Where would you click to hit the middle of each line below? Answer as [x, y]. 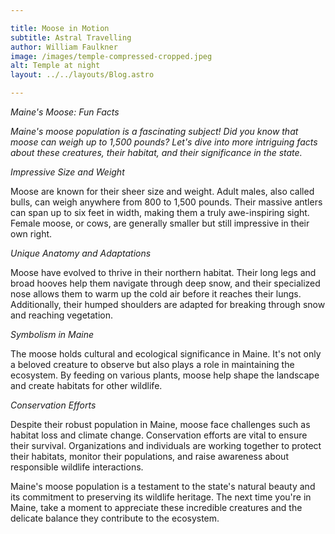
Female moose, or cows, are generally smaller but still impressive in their [160, 223]
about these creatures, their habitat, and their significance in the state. [156, 152]
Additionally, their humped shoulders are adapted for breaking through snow [168, 304]
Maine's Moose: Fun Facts [65, 112]
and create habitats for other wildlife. [86, 385]
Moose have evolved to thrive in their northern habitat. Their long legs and [163, 272]
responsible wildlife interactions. [77, 467]
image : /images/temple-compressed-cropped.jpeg [111, 56]
